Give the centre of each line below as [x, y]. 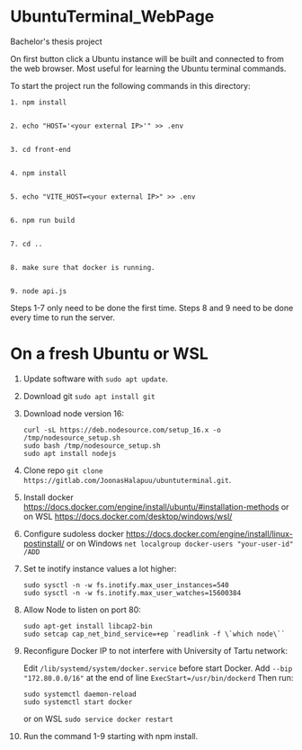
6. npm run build [43, 220]
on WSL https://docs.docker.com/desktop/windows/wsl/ [128, 516]
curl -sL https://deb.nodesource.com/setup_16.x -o [122, 430]
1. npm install [39, 102]
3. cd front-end [40, 149]
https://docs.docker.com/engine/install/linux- [209, 533]
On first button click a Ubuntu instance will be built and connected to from [147, 58]
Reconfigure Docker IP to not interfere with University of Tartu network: [155, 650]
